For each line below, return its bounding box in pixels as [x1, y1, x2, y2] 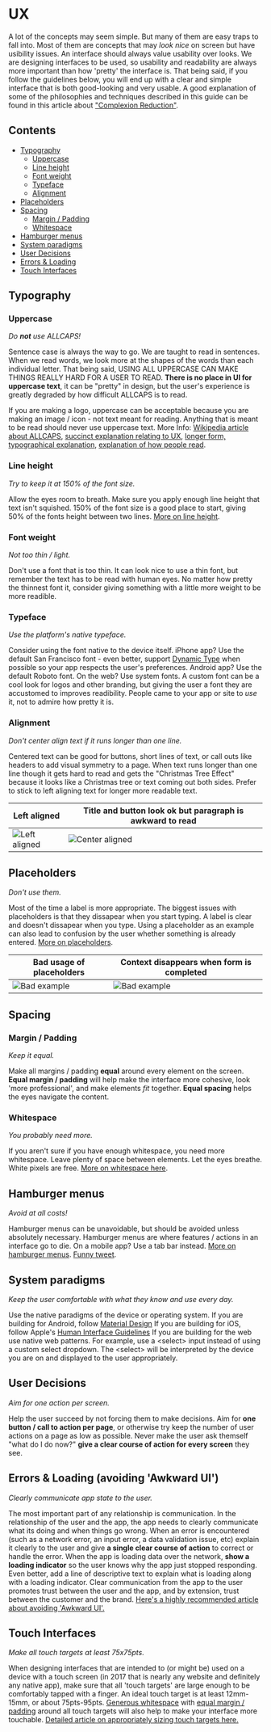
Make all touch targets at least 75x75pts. [8, 1648, 145, 1658]
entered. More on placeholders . [8, 938, 114, 947]
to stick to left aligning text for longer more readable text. [8, 786, 198, 795]
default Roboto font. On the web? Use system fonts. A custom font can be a [8, 672, 260, 681]
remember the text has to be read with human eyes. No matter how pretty [8, 575, 252, 584]
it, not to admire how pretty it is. [8, 697, 115, 707]
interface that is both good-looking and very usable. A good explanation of [8, 82, 256, 93]
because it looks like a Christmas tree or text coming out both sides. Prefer [8, 777, 256, 786]
